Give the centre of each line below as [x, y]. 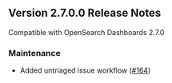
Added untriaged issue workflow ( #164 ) [85, 70]
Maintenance [35, 53]
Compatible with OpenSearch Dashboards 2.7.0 [86, 32]
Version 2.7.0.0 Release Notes [85, 13]
